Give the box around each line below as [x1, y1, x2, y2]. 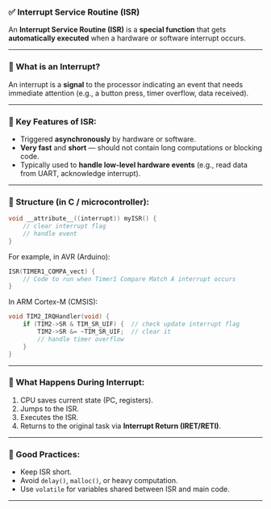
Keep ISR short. [19, 467, 73, 477]
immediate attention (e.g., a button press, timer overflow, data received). [8, 88, 249, 98]
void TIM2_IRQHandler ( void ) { [8, 313, 110, 321]
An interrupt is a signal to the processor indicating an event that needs [8, 79, 244, 89]
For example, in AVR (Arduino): [8, 251, 110, 261]
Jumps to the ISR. [19, 403, 79, 414]
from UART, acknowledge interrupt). [19, 168, 141, 178]
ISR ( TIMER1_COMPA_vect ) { [8, 267, 95, 276]
